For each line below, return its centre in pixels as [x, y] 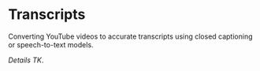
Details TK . [26, 60]
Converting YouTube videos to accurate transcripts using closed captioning [131, 36]
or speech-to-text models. [51, 44]
